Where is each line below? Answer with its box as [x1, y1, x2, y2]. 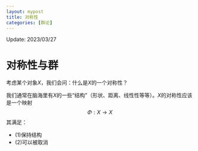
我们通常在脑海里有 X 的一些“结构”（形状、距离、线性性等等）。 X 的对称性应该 [6, 92, 193, 99]
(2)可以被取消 [14, 139, 49, 146]
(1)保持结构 [14, 131, 42, 139]
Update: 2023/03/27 [6, 36, 56, 43]
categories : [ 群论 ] [6, 20, 53, 25]
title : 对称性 [6, 14, 39, 20]
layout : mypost [6, 8, 44, 15]
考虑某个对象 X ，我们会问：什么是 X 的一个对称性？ [6, 79, 128, 86]
